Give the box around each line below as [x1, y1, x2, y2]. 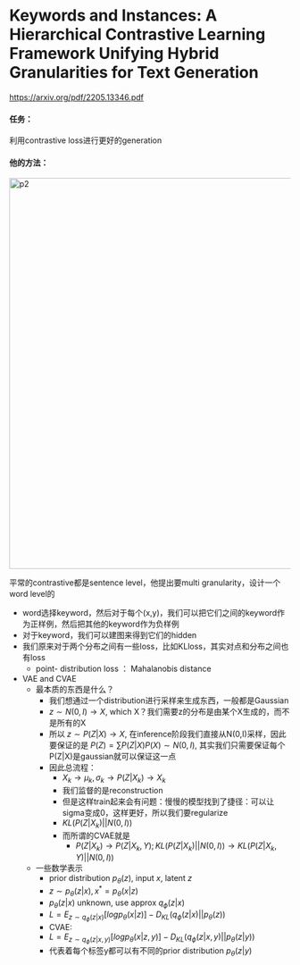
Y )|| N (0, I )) [75, 852, 114, 862]
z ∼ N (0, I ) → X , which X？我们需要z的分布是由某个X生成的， [48, 707, 275, 717]
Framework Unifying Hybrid [9, 44, 220, 63]
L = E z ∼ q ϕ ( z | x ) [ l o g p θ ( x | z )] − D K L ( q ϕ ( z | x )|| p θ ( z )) [48, 909, 226, 923]
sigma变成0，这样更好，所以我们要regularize [62, 808, 229, 818]
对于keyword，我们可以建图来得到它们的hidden [21, 630, 197, 641]
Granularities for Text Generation [9, 63, 259, 83]
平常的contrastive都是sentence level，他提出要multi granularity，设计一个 [9, 577, 281, 588]
